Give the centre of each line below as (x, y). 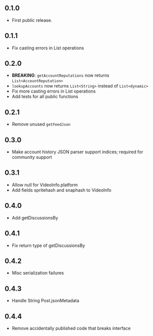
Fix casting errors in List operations (48, 48)
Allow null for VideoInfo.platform (45, 185)
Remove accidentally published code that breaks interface (71, 328)
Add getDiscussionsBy (35, 218)
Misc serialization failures (38, 273)
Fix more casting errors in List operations (54, 91)
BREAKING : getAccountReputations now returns (60, 75)
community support (32, 157)
